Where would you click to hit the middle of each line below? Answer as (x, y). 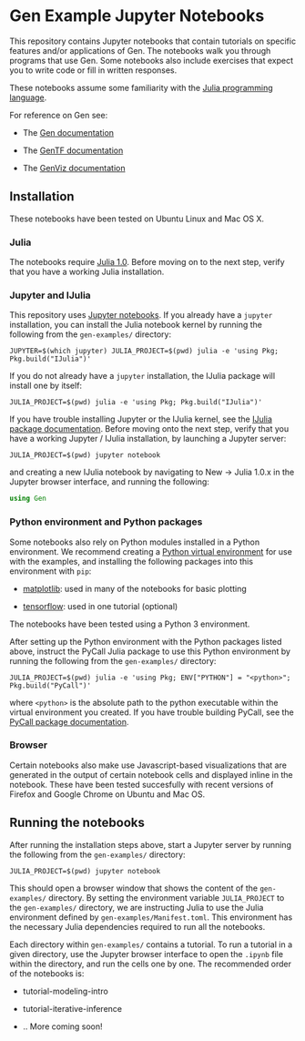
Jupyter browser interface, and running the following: (109, 482)
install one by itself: (46, 386)
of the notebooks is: (47, 973)
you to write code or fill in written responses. (93, 70)
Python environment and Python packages (106, 522)
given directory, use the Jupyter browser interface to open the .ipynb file (147, 954)
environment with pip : (51, 571)
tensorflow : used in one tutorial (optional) (100, 606)
